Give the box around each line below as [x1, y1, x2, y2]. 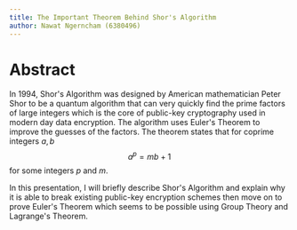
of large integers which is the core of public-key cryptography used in [9, 107, 266, 118]
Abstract [9, 59, 76, 80]
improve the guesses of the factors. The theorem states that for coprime [9, 126, 274, 138]
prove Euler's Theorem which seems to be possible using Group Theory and [9, 202, 289, 212]
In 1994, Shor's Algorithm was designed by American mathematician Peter [9, 89, 282, 99]
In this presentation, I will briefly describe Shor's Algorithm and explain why [9, 183, 286, 194]
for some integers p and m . [9, 165, 108, 176]
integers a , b [9, 136, 55, 147]
